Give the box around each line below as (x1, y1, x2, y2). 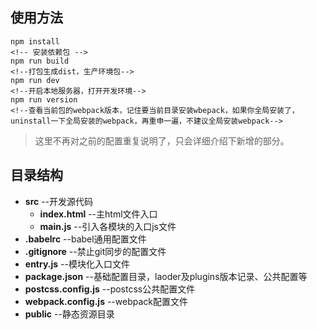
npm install (10, 36, 60, 47)
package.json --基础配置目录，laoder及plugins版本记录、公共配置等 (24, 270, 308, 282)
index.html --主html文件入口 (39, 208, 158, 220)
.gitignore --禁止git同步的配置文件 (24, 245, 167, 257)
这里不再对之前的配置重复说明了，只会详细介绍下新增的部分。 (34, 134, 290, 147)
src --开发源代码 (24, 195, 94, 207)
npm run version (10, 94, 78, 105)
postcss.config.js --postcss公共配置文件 (24, 283, 196, 295)
